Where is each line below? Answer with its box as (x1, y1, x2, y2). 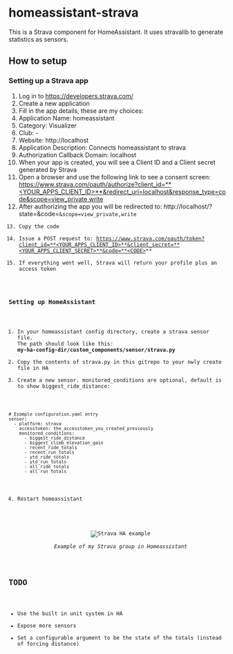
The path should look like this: (17, 340, 114, 347)
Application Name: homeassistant (18, 114, 115, 122)
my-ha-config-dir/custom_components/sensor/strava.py (17, 346, 176, 353)
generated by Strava (18, 165, 77, 174)
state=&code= (18, 209, 59, 218)
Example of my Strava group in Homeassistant (54, 543, 188, 550)
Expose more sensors (17, 622, 77, 629)
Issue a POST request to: (18, 235, 93, 242)
